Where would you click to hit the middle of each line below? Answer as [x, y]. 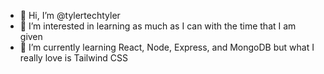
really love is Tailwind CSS [74, 58]
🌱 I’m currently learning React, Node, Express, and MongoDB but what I [167, 47]
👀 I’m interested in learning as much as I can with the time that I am [158, 26]
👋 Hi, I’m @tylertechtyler [70, 15]
